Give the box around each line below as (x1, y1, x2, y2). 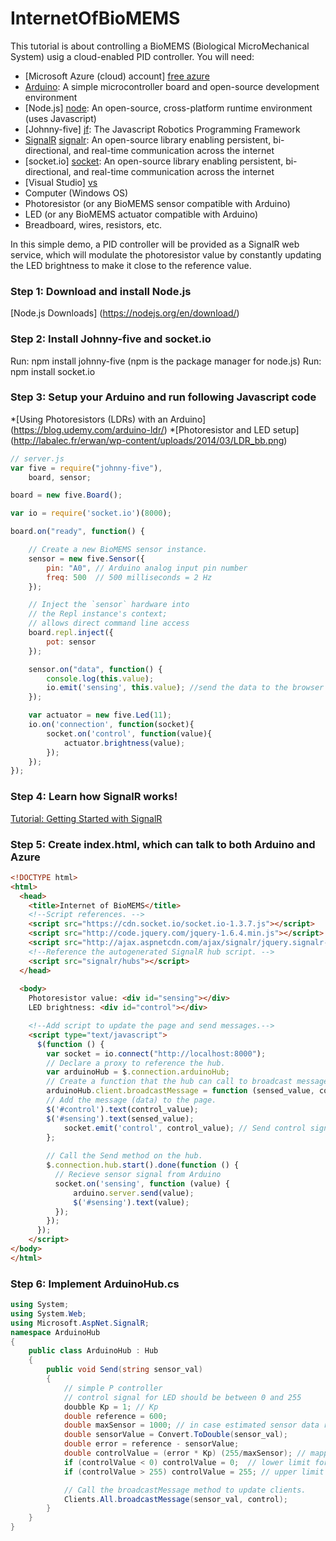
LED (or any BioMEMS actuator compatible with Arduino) (24, 208, 259, 220)
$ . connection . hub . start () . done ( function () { (46, 1160, 240, 1171)
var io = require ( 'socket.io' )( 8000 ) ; (10, 508, 172, 519)
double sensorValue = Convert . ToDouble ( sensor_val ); (63, 1430, 288, 1440)
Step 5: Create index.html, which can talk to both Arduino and (10, 837, 316, 851)
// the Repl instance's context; (28, 609, 168, 619)
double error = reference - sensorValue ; (63, 1439, 240, 1449)
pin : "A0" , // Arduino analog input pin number (46, 563, 248, 573)
